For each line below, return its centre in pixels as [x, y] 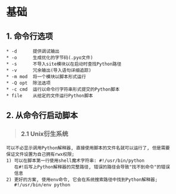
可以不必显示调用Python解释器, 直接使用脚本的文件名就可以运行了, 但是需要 [88, 148]
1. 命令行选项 [30, 36]
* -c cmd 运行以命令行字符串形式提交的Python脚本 [63, 90]
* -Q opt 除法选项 [29, 83]
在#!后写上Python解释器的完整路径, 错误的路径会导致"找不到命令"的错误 [92, 167]
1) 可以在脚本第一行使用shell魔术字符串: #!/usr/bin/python [75, 161]
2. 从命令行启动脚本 [42, 116]
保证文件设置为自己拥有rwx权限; [40, 154]
